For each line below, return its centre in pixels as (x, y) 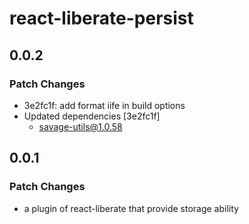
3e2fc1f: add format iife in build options (104, 105)
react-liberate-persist (101, 18)
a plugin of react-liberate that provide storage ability (131, 208)
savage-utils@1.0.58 (80, 126)
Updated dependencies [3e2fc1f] (92, 116)
